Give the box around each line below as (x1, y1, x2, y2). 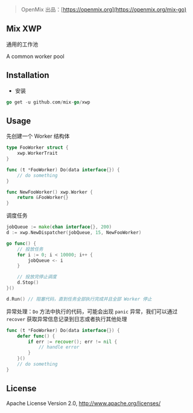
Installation (6, 70, 49, 80)
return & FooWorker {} (17, 195, 69, 201)
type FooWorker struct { (6, 145, 69, 151)
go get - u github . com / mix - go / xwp (6, 99, 90, 105)
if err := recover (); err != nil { (28, 339, 118, 345)
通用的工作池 (6, 41, 38, 48)
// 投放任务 (17, 246, 43, 252)
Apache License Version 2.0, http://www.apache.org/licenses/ (6, 399, 161, 407)
